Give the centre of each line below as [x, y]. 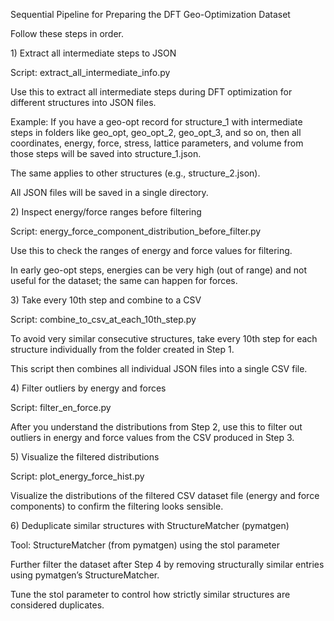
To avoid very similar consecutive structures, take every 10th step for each [164, 338]
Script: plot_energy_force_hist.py [77, 476]
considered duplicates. [57, 605]
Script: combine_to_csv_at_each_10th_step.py [103, 319]
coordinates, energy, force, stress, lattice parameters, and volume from [157, 143]
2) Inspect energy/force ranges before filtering [106, 212]
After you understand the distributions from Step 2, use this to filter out [156, 427]
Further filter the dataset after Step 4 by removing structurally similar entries [167, 564]
